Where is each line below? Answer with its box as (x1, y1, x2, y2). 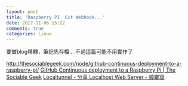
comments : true (6, 25, 44, 32)
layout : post (6, 8, 39, 15)
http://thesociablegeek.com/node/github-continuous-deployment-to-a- (6, 60, 182, 67)
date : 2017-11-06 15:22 (6, 20, 66, 26)
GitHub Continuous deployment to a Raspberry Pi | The (40, 66, 176, 73)
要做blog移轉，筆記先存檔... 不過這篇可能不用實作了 (6, 48, 133, 56)
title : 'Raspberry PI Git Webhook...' (6, 14, 106, 20)
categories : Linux (6, 31, 52, 37)
